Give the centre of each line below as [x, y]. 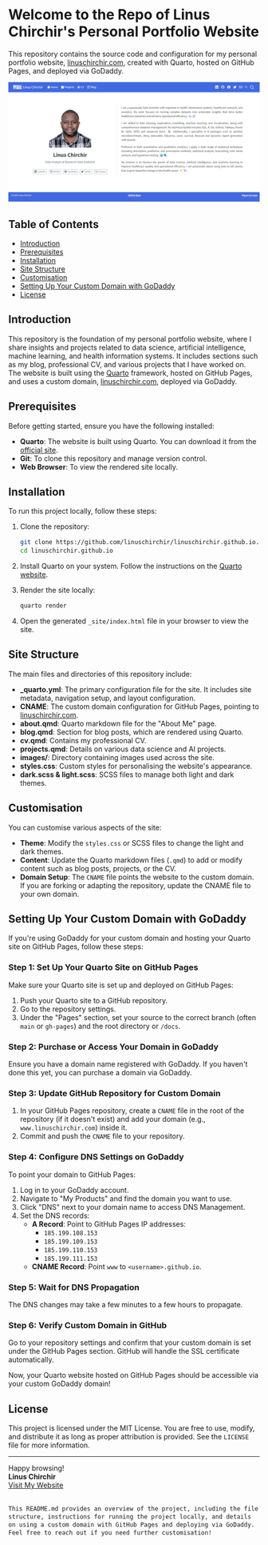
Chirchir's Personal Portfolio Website [134, 32]
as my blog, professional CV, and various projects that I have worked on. [127, 364]
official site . [39, 450]
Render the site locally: [57, 590]
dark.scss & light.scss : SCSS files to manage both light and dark [127, 775]
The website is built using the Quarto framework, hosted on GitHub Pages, [130, 373]
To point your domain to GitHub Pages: [72, 1175]
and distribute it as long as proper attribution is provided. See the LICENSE [129, 1437]
